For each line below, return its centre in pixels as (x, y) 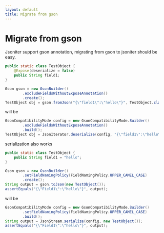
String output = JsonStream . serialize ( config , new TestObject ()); (74, 221)
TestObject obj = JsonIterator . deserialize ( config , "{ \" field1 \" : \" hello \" (84, 135)
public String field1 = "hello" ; (48, 157)
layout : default (21, 10)
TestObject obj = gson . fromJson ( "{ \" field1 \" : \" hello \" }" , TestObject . (79, 103)
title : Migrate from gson (31, 14)
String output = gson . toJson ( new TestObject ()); (55, 184)
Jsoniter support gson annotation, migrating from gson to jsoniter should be (81, 52)
